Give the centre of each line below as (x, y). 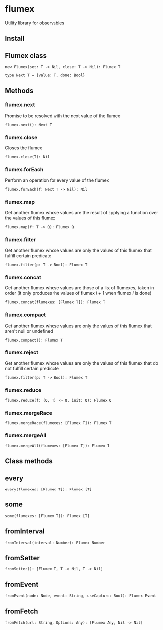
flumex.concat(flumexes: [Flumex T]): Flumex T (55, 302)
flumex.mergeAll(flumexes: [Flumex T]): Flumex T (57, 446)
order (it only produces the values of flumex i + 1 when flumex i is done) (78, 293)
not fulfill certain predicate (32, 368)
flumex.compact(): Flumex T (34, 340)
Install (15, 38)
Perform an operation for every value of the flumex (57, 180)
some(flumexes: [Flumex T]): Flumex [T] (48, 516)
